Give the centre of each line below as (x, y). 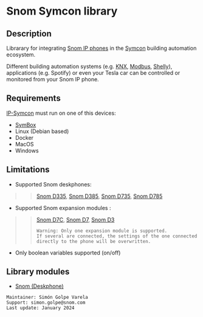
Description (29, 34)
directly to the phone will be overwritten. (94, 241)
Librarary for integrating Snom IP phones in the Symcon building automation (101, 48)
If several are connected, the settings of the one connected (117, 236)
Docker (24, 137)
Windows (27, 151)
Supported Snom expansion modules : (63, 208)
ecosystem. (21, 55)
